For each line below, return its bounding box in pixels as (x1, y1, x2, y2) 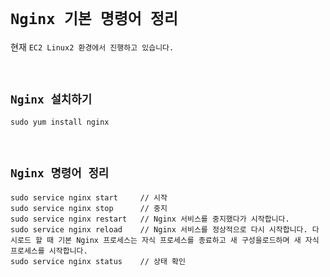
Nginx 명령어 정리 (10, 166, 110, 181)
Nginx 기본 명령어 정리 (10, 10, 178, 29)
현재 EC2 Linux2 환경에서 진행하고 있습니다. (10, 41, 175, 53)
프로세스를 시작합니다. (10, 246, 88, 256)
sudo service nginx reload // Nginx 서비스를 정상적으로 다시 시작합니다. (10, 224, 308, 235)
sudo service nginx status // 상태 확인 (10, 256, 186, 266)
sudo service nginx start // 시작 (10, 192, 168, 203)
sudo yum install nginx (10, 117, 110, 127)
